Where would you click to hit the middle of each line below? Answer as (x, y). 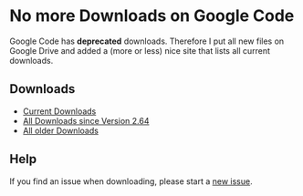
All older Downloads (60, 130)
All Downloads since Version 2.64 (86, 120)
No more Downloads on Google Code (152, 16)
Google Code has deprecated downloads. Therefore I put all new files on (147, 41)
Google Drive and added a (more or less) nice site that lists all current (140, 50)
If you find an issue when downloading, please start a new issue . (131, 181)
